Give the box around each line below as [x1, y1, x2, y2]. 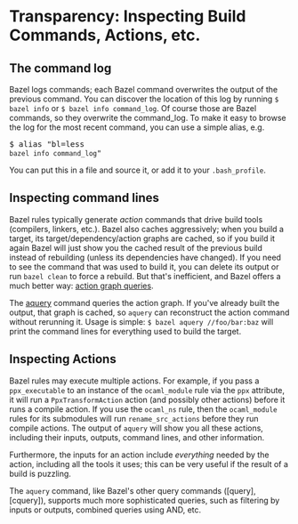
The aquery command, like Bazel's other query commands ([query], [9, 485, 256, 496]
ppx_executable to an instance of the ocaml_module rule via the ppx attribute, [9, 384, 286, 395]
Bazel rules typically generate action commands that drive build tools [9, 214, 263, 224]
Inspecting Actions [9, 351, 117, 367]
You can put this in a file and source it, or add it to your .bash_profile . [9, 165, 267, 175]
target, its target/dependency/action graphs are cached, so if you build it [9, 233, 276, 244]
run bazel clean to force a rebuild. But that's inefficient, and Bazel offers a [9, 270, 281, 281]
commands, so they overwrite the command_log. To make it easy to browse [9, 113, 286, 123]
